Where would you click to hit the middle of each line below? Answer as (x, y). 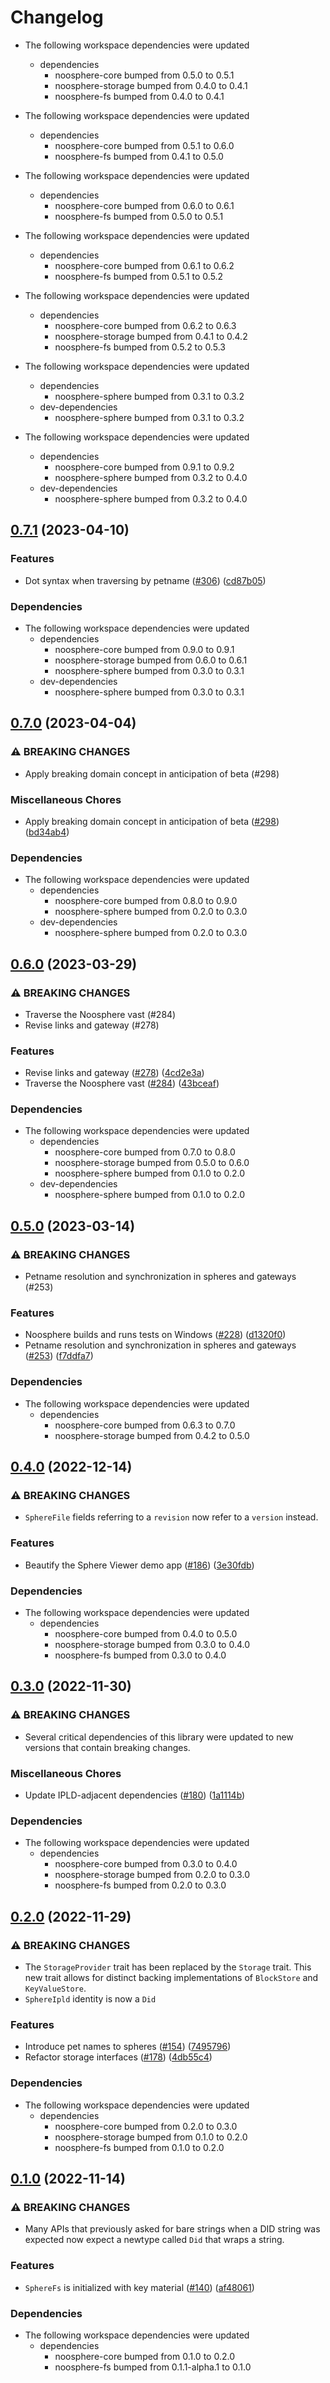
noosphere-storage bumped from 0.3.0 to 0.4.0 (152, 1645)
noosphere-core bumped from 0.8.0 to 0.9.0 (146, 901)
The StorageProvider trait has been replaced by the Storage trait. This (168, 1967)
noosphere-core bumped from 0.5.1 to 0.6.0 (144, 145)
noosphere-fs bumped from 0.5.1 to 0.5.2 (139, 276)
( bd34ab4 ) (47, 832)
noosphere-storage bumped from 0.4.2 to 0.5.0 (152, 1435)
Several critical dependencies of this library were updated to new (159, 1737)
